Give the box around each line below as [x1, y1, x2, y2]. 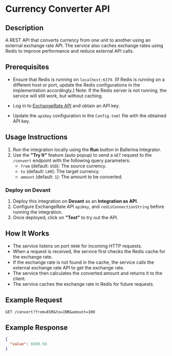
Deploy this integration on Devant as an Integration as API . [12, 198, 139, 204]
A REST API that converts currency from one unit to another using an [5, 37, 151, 43]
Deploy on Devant [5, 186, 51, 194]
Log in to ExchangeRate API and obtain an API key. [12, 102, 120, 109]
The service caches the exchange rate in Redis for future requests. [12, 281, 155, 287]
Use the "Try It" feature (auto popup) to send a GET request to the [12, 152, 152, 158]
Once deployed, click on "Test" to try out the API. [12, 214, 119, 220]
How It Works [5, 229, 50, 238]
